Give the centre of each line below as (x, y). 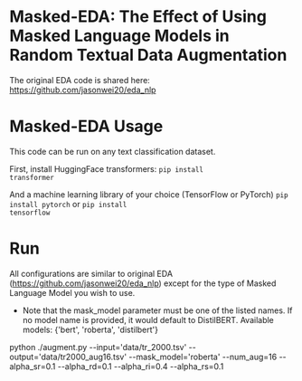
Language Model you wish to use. (72, 292)
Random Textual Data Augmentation (148, 55)
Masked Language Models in (120, 36)
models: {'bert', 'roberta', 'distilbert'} (90, 329)
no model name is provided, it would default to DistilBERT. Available (148, 319)
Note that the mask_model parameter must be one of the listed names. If (157, 310)
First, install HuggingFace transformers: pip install (106, 168)
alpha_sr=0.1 (33, 366)
